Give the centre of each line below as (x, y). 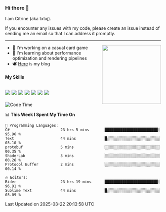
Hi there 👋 (17, 8)
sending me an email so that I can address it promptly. (60, 34)
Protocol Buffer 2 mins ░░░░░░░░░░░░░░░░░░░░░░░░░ (83, 164)
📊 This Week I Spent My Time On (40, 114)
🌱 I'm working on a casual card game (50, 48)
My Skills (15, 77)
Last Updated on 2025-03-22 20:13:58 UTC (50, 204)
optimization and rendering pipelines (50, 58)
